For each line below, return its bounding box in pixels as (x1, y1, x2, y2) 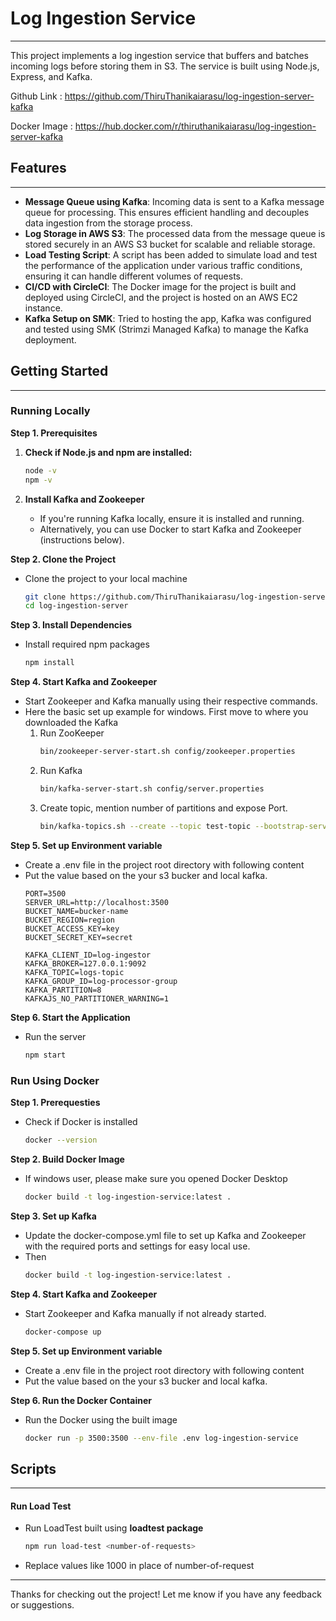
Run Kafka (39, 765, 83, 777)
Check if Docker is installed (24, 1116, 138, 1128)
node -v (24, 465, 57, 476)
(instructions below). (39, 533, 125, 546)
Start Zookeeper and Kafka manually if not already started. (24, 1307, 267, 1319)
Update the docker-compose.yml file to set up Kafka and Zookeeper (24, 1229, 307, 1241)
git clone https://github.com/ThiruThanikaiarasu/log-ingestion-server (24, 592, 330, 602)
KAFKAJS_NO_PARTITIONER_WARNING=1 (24, 993, 169, 1004)
